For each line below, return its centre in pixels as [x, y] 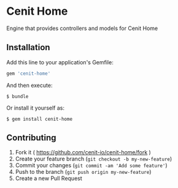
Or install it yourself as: [35, 108]
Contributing [31, 138]
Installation [28, 47]
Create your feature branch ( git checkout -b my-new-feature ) [94, 159]
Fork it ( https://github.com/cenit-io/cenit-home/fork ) [83, 152]
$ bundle [17, 96]
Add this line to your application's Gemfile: [60, 62]
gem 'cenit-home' [29, 73]
